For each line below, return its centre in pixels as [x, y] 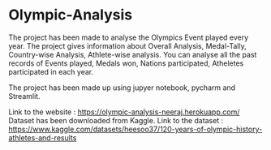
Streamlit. [24, 96]
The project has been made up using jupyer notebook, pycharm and [122, 88]
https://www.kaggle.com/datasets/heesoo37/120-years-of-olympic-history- [135, 129]
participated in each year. [51, 71]
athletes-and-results [43, 137]
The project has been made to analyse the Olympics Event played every [129, 37]
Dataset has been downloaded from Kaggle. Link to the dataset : [116, 120]
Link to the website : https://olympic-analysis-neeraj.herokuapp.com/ [124, 112]
